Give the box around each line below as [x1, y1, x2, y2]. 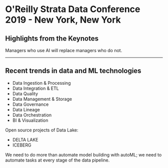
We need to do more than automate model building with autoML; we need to [5, 151, 162, 157]
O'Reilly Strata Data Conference [5, 4, 140, 15]
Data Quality [12, 90, 38, 96]
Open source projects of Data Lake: [5, 127, 78, 133]
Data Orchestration [12, 112, 52, 118]
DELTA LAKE [12, 136, 38, 142]
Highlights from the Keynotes [5, 34, 99, 43]
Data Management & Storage [12, 96, 72, 102]
